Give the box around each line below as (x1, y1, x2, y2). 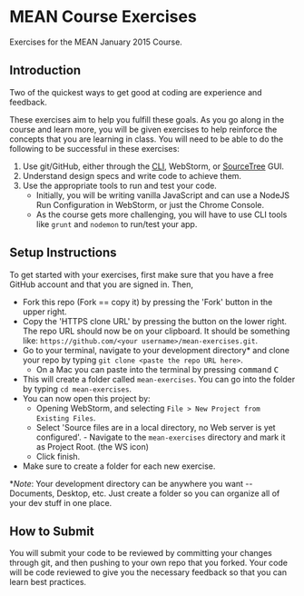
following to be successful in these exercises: (9, 143, 180, 154)
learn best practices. (9, 577, 87, 588)
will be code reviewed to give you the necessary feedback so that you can (9, 567, 288, 578)
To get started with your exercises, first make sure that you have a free (9, 269, 274, 280)
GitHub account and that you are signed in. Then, (9, 279, 193, 290)
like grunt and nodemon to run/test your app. (35, 218, 198, 229)
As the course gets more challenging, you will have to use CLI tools (35, 209, 288, 220)
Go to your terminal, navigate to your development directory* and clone (22, 344, 290, 355)
